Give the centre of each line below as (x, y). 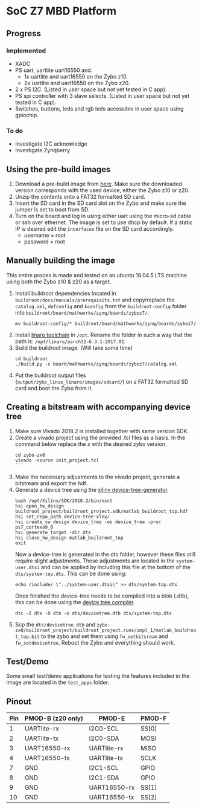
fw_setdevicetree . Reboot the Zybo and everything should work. (95, 642)
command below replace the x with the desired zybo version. (91, 444)
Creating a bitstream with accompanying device (99, 407)
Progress (24, 34)
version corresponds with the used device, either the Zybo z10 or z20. (102, 190)
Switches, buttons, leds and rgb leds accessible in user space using (99, 108)
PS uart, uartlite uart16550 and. (54, 70)
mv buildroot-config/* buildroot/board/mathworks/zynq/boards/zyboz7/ (106, 324)
